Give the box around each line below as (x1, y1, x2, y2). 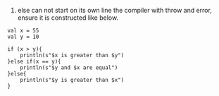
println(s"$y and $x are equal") (20, 64, 118, 71)
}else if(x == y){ (7, 58, 61, 65)
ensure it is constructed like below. (17, 13, 118, 22)
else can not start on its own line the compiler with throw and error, (17, 6, 213, 14)
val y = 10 (7, 33, 39, 40)
